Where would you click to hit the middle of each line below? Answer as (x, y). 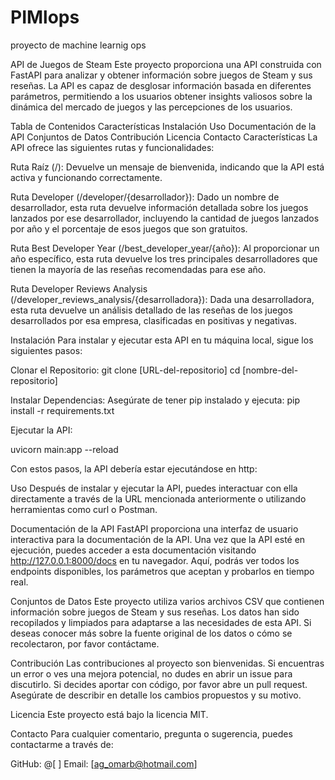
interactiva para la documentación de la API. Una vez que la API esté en (158, 539)
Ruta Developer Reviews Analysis (79, 288)
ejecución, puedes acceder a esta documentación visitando (133, 550)
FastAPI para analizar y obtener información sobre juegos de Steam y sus (161, 75)
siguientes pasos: (46, 350)
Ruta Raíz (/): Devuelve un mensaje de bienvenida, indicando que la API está (167, 167)
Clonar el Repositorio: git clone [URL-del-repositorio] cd (125, 370)
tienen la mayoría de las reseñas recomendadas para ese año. (138, 269)
